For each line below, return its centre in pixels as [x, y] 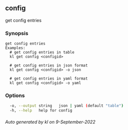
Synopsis [17, 33]
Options [15, 95]
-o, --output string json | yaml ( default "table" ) [66, 106]
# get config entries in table [42, 52]
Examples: [15, 48]
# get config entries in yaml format [49, 79]
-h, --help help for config [41, 110]
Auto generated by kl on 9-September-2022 [50, 121]
